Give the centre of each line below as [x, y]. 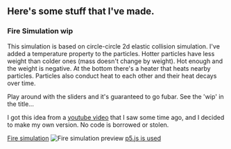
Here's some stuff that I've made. [81, 11]
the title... [21, 104]
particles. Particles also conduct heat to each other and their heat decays [112, 76]
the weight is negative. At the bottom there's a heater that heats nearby [109, 68]
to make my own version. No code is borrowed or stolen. [88, 125]
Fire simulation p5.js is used [84, 138]
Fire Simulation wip [40, 31]
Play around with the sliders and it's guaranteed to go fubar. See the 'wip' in [115, 96]
